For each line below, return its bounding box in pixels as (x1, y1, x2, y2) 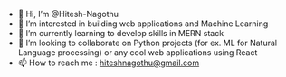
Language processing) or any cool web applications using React (17, 47, 258, 58)
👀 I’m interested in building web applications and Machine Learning (17, 18, 269, 29)
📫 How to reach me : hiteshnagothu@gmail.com (17, 57, 200, 68)
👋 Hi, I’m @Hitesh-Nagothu (17, 9, 119, 19)
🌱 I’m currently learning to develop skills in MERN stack (17, 28, 224, 38)
